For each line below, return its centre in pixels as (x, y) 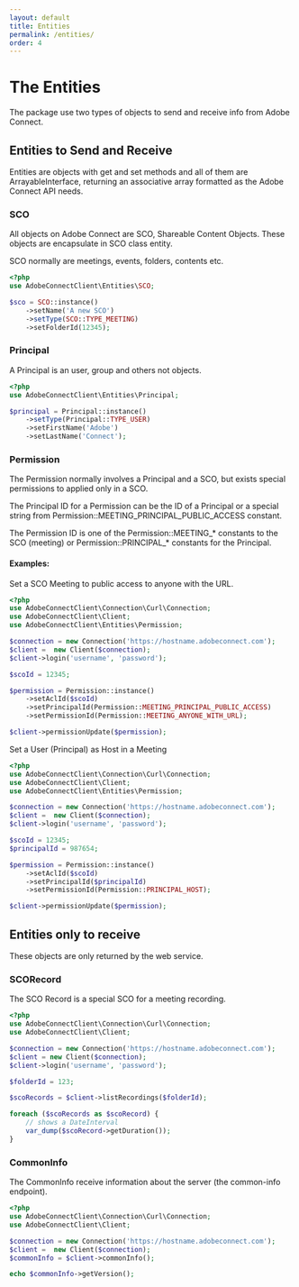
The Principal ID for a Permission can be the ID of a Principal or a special (144, 507)
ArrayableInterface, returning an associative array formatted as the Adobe (147, 182)
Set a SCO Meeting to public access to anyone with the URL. (122, 583)
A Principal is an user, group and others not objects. (105, 370)
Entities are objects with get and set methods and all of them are (129, 172)
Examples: (29, 563)
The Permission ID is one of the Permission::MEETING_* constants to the (144, 534)
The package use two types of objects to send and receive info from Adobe (150, 113)
